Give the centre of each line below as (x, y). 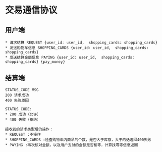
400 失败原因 (17, 100)
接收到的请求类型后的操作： (29, 129)
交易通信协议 (31, 10)
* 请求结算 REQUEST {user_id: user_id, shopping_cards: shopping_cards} (81, 43)
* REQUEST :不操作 (23, 134)
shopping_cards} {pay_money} (35, 62)
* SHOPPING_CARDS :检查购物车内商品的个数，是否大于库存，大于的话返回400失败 (78, 140)
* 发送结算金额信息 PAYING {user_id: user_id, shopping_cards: (70, 57)
